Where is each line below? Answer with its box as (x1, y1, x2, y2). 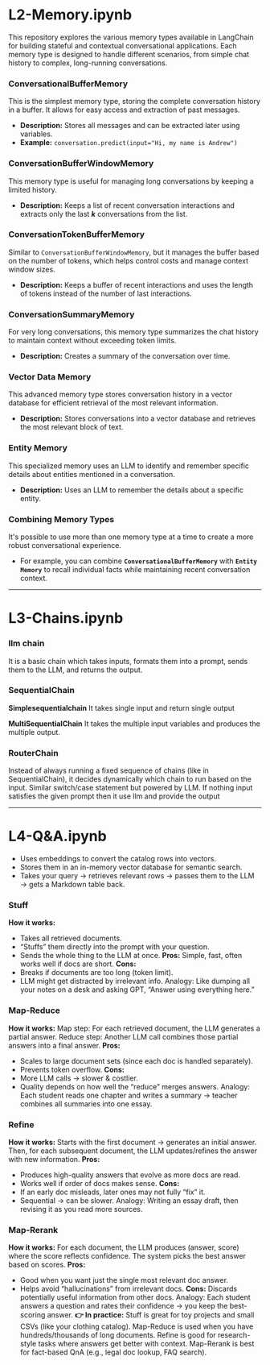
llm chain (8, 638, 45, 649)
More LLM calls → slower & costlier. (19, 1073, 138, 1083)
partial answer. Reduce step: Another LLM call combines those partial (8, 1031, 239, 1041)
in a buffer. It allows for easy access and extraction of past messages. (8, 105, 240, 114)
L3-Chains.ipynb (8, 609, 124, 628)
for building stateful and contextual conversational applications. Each (8, 40, 237, 50)
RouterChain (8, 747, 59, 758)
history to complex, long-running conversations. (8, 58, 168, 68)
